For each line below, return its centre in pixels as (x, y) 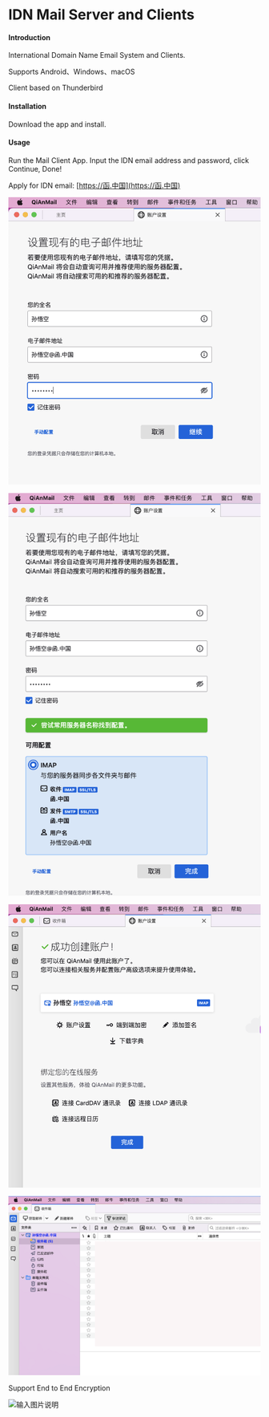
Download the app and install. (57, 124)
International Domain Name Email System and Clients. (97, 55)
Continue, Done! (35, 168)
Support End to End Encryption (59, 1388)
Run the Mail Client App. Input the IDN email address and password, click (129, 160)
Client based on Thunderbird (56, 88)
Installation (27, 106)
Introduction (29, 37)
